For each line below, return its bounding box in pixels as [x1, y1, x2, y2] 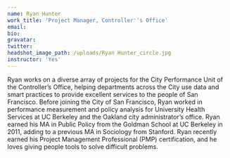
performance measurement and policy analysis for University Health [7, 105, 205, 113]
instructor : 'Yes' [7, 56, 61, 63]
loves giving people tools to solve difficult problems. [7, 142, 158, 151]
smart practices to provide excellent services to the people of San [7, 90, 198, 98]
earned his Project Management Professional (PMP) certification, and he [7, 135, 217, 143]
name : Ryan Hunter [7, 10, 61, 18]
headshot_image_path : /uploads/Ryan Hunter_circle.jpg [7, 50, 172, 57]
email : [7, 23, 27, 30]
